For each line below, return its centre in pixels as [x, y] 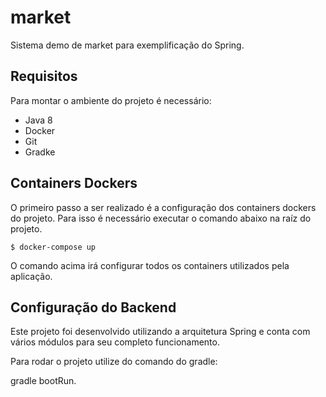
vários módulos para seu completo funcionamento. [115, 342]
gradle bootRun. [43, 381]
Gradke [40, 152]
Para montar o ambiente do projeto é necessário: [111, 100]
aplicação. [31, 276]
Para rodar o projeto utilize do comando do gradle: [114, 362]
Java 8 [38, 120]
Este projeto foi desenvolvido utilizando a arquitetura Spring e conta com [160, 332]
